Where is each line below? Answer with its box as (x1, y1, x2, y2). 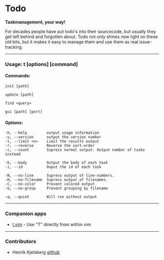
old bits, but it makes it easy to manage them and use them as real (5, 39, 138, 44)
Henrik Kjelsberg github (12, 249, 60, 255)
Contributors (5, 238, 37, 245)
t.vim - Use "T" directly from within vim (12, 221, 91, 227)
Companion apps (5, 210, 47, 217)
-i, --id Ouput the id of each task (5, 164, 102, 170)
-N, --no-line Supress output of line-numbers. (5, 173, 115, 178)
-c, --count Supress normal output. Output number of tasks (5, 147, 145, 153)
